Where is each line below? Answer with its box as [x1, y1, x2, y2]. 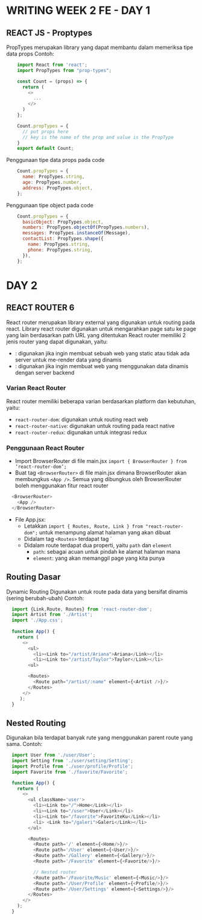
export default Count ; [17, 146, 74, 152]
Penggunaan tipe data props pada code [6, 157, 105, 164]
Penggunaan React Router [6, 444, 84, 452]
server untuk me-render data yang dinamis [14, 356, 122, 363]
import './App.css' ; [11, 617, 63, 623]
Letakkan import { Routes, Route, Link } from [24, 522, 144, 530]
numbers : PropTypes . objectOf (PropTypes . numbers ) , [22, 224, 150, 230]
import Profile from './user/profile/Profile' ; [11, 763, 134, 769]
